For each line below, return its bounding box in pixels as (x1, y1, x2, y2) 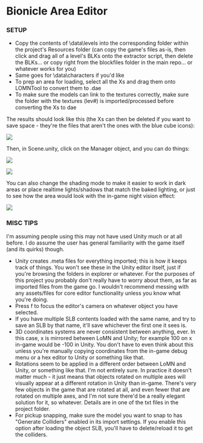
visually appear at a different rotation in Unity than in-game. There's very (14, 379, 197, 387)
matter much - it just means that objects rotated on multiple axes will (14, 373, 186, 380)
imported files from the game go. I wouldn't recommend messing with (14, 283, 189, 290)
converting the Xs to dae (14, 104, 77, 111)
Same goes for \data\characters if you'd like (14, 71, 125, 79)
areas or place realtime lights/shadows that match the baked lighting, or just (6, 186, 195, 193)
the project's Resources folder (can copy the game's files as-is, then (14, 46, 186, 53)
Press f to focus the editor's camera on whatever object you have (14, 302, 178, 309)
